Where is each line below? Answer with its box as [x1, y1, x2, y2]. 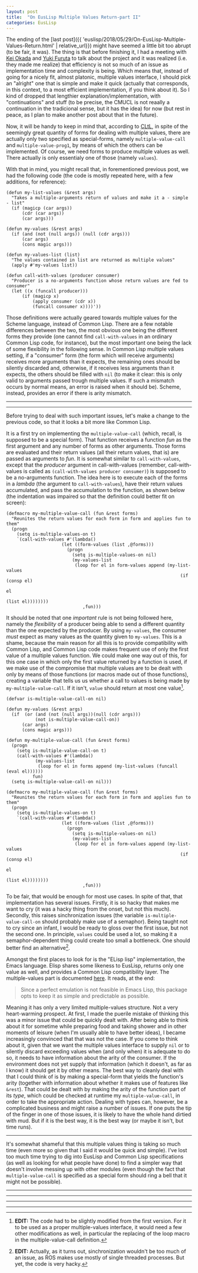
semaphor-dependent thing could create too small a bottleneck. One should [6, 937, 190, 944]
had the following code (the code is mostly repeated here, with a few [6, 172, 173, 179]
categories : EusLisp [6, 20, 57, 25]
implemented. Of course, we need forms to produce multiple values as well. [6, 148, 190, 155]
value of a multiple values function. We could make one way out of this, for [6, 652, 187, 659]
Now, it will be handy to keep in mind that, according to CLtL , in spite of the [6, 123, 189, 130]
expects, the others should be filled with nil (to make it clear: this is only [6, 371, 183, 378]
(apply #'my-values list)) [11, 262, 78, 268]
